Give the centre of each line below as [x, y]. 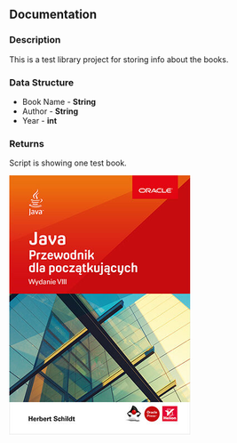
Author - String [50, 111]
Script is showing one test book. [68, 163]
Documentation [53, 15]
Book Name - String [59, 101]
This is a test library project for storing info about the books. [119, 59]
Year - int [39, 120]
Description [35, 40]
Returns [27, 143]
